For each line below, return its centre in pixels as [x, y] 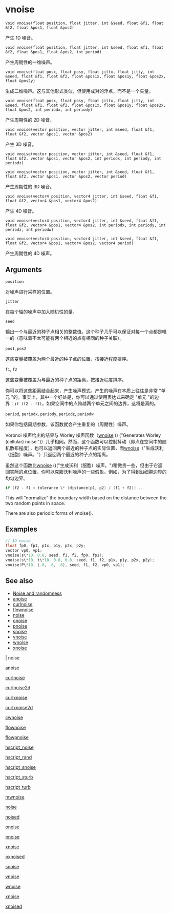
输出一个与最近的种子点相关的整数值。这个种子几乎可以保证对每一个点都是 [84, 332]
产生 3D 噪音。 [21, 144]
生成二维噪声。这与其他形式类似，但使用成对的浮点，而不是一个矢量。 [79, 91]
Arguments [24, 270]
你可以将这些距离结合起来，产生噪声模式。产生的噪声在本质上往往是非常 [81, 391]
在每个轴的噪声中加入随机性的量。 [41, 312]
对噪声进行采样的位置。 [30, 291]
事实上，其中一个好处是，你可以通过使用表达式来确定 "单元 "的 [88, 397]
